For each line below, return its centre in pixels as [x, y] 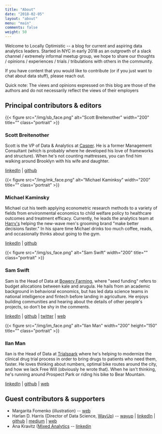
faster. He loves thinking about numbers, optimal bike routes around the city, [81, 364]
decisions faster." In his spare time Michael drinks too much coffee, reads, [79, 229]
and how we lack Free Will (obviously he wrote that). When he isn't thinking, [81, 369]
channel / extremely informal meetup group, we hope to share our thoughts [80, 56]
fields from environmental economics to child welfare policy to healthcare [78, 213]
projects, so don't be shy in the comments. [48, 306]
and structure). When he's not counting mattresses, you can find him [74, 156]
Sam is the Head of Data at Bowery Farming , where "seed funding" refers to [81, 281]
